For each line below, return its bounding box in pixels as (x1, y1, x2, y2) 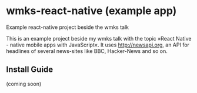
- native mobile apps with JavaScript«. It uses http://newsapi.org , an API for (6, 41, 190, 48)
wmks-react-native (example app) (6, 4, 177, 18)
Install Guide (6, 65, 54, 75)
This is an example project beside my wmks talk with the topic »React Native (6, 35, 192, 42)
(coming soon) (6, 80, 42, 87)
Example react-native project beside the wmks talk (6, 24, 129, 31)
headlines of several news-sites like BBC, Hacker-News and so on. (6, 47, 168, 54)
